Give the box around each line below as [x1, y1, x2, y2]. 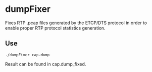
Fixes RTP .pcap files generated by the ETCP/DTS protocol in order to [5, 20, 147, 26]
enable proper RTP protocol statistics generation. [5, 25, 105, 31]
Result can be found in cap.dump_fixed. [5, 61, 86, 67]
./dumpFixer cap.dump [5, 52, 50, 57]
